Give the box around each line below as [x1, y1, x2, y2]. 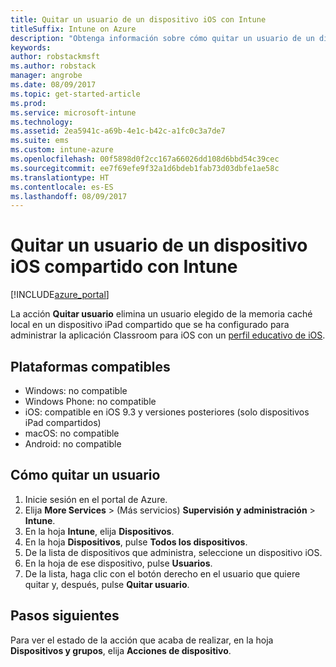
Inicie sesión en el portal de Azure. [24, 493, 168, 505]
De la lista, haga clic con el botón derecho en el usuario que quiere [24, 567, 301, 580]
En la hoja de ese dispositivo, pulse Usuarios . [24, 557, 213, 569]
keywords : [10, 42, 52, 53]
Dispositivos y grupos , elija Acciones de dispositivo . [10, 644, 232, 656]
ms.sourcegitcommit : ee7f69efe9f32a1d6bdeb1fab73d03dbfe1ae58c [10, 163, 280, 173]
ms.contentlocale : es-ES [10, 182, 114, 192]
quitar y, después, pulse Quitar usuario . [24, 578, 190, 590]
